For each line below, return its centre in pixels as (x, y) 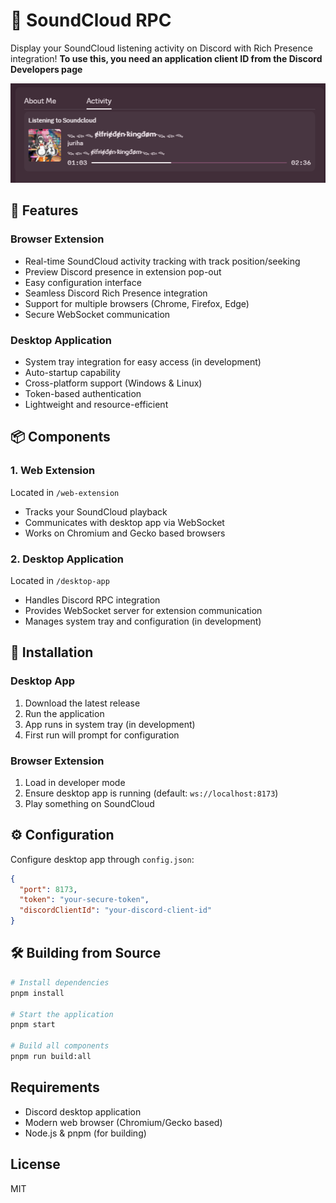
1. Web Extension (53, 471)
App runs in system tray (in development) (110, 724)
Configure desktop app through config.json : (102, 859)
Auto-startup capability (72, 372)
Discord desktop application (83, 1111)
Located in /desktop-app (60, 580)
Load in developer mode (75, 782)
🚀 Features (44, 210)
